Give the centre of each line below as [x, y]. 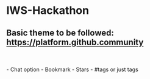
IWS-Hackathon [48, 11]
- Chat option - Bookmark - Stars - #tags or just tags [72, 69]
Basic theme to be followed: [60, 33]
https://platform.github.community [75, 42]
